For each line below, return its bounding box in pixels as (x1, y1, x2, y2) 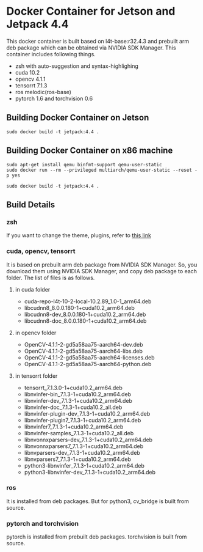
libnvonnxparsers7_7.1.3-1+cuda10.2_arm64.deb (24, 442, 144, 450)
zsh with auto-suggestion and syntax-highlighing (15, 62, 139, 70)
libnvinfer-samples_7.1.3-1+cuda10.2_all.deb (24, 429, 134, 436)
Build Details (6, 199, 55, 210)
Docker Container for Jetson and (6, 4, 176, 18)
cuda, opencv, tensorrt (6, 247, 76, 256)
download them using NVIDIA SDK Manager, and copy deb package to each (6, 267, 197, 274)
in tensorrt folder (15, 372, 58, 380)
